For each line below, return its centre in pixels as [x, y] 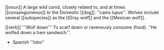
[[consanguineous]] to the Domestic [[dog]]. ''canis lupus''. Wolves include [82, 12]
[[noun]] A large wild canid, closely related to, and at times [65, 7]
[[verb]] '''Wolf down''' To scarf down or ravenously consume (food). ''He [81, 27]
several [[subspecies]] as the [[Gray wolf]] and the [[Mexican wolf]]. [75, 18]
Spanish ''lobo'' [28, 42]
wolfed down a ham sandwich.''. [38, 32]
